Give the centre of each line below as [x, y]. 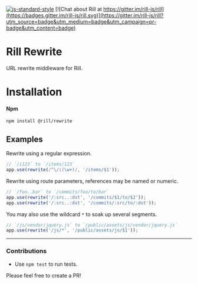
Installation [34, 92]
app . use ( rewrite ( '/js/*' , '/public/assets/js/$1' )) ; [72, 230]
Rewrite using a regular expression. [49, 154]
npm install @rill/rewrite [39, 121]
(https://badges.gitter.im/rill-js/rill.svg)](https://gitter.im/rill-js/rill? [85, 15]
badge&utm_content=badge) [41, 28]
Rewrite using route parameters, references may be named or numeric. [92, 181]
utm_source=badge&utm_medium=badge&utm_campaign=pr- [81, 22]
